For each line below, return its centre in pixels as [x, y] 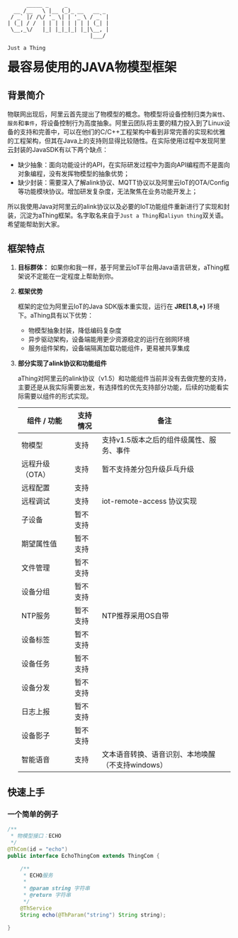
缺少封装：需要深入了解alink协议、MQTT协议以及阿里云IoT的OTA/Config [123, 182]
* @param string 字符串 [57, 889]
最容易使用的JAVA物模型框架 [92, 67]
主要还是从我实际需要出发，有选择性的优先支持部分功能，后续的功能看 [120, 387]
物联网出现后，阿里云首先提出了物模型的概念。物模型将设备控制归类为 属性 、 [118, 114]
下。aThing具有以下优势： [56, 315]
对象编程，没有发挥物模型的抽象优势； [73, 173]
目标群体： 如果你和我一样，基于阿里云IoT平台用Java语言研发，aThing [120, 267]
